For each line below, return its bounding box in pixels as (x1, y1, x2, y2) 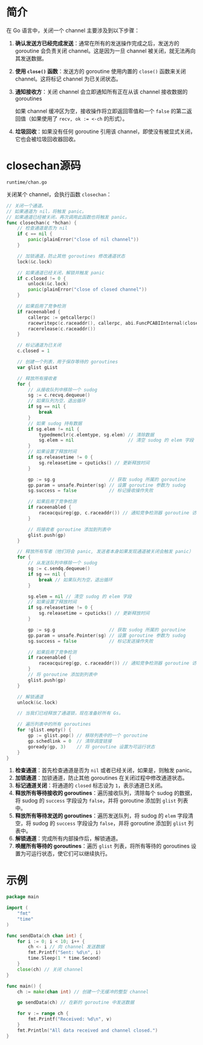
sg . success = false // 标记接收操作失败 (28, 488, 153, 494)
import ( (6, 905, 28, 911)
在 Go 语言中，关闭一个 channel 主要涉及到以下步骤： (6, 27, 140, 34)
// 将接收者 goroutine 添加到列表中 (28, 526, 111, 532)
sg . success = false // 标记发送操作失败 (28, 638, 153, 644)
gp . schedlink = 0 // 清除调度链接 (28, 738, 112, 744)
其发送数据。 (14, 55, 47, 62)
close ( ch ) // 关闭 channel (17, 966, 83, 972)
